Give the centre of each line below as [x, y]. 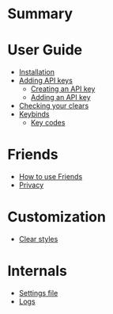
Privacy [31, 185]
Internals [38, 271]
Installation [37, 72]
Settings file [38, 293]
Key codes [48, 123]
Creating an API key [63, 89]
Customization [56, 217]
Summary [40, 14]
